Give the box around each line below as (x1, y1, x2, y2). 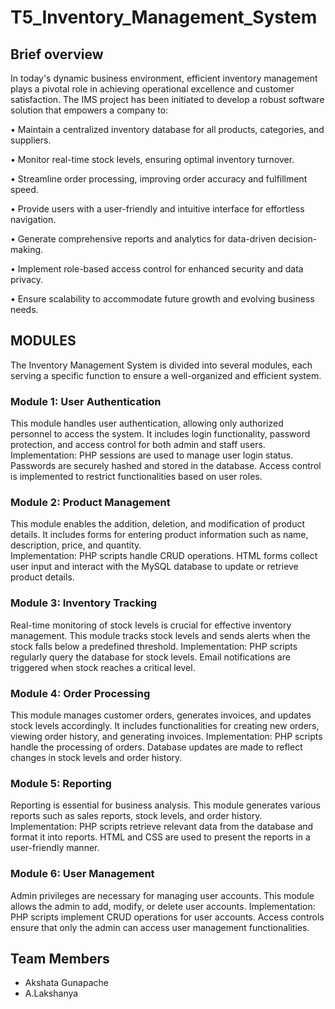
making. (10, 244, 44, 255)
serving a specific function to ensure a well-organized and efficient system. (10, 369, 322, 381)
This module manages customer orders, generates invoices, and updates (10, 709, 312, 721)
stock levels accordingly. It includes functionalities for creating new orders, (10, 720, 320, 731)
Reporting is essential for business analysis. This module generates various (10, 799, 321, 811)
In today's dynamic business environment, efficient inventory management (10, 72, 318, 84)
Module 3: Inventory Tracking (10, 596, 158, 610)
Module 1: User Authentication (10, 394, 162, 408)
